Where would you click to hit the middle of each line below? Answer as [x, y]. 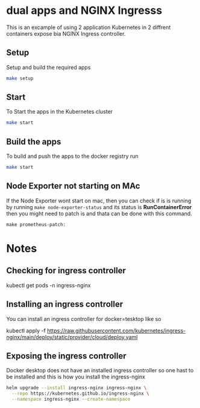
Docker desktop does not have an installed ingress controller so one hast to [100, 371]
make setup [20, 78]
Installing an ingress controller [65, 304]
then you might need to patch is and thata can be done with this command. [99, 213]
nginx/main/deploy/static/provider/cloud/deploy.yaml [72, 337]
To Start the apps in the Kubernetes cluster [60, 112]
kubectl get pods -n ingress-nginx [49, 285]
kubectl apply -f [26, 331]
